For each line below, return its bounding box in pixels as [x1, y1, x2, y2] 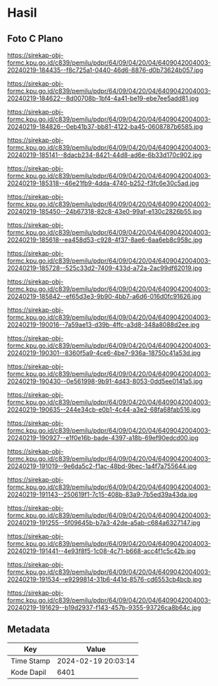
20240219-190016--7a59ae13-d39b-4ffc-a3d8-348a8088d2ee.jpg [7, 320, 200, 329]
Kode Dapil [10, 667, 47, 677]
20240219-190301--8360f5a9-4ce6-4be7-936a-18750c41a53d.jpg [7, 349, 201, 357]
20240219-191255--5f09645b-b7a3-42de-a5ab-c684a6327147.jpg [7, 519, 201, 527]
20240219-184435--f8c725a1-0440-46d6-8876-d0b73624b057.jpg [7, 66, 203, 74]
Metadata [7, 623, 50, 635]
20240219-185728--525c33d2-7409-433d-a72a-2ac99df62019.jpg [7, 264, 203, 272]
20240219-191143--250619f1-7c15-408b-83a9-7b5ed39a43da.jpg [7, 490, 198, 499]
